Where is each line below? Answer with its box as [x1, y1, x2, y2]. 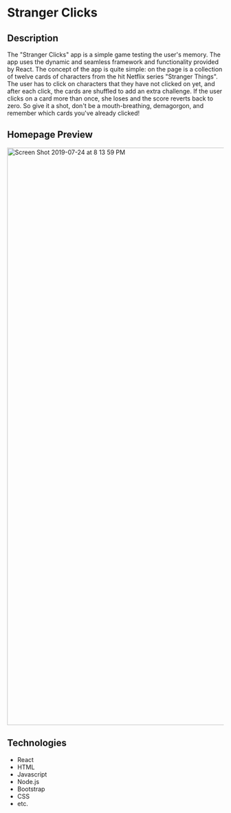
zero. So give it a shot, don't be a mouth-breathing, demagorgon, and [7, 102, 204, 109]
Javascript [16, 770, 47, 779]
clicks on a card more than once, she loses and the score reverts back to [7, 94, 214, 103]
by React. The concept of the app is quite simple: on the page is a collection [7, 65, 223, 73]
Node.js [16, 777, 40, 785]
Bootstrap [16, 785, 45, 793]
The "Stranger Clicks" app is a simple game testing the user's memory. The [7, 50, 221, 59]
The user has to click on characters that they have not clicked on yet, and [7, 80, 215, 87]
